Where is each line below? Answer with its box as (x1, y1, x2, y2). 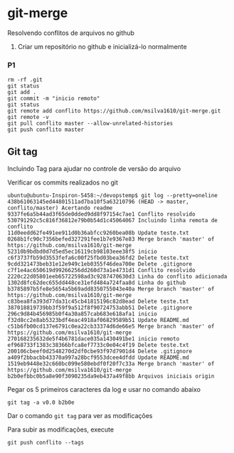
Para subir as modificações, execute (7, 425, 115, 434)
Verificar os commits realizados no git (7, 178, 119, 187)
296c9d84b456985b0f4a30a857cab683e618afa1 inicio (7, 311, 158, 318)
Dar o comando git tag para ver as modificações (7, 412, 153, 420)
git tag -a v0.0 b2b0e (7, 399, 75, 407)
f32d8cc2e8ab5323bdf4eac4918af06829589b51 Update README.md (7, 317, 190, 324)
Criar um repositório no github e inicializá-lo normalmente (17, 42, 187, 51)
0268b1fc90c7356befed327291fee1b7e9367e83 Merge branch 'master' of (7, 236, 215, 243)
